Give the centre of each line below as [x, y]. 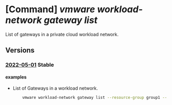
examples [16, 77]
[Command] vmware [50, 9]
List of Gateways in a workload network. [55, 88]
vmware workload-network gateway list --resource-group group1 [91, 98]
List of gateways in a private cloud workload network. [62, 34]
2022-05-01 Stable [30, 65]
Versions [20, 50]
